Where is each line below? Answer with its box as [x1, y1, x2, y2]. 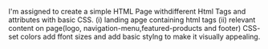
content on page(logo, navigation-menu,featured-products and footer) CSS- [8, 24, 261, 32]
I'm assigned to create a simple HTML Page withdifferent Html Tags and [8, 7, 246, 16]
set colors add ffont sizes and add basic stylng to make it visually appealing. [8, 32, 261, 41]
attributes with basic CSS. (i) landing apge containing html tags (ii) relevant [8, 15, 256, 24]
